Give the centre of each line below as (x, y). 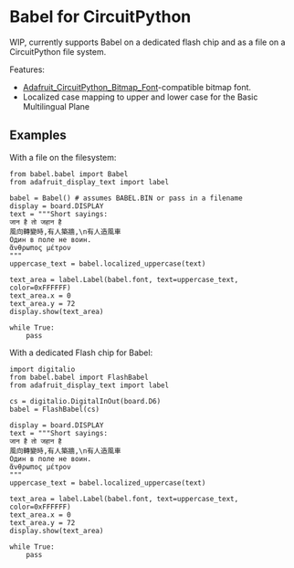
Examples (38, 136)
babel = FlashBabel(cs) (55, 409)
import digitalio (42, 369)
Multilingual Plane (56, 106)
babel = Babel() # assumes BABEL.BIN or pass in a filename (126, 198)
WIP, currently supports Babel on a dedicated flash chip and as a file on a (147, 42)
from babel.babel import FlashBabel (79, 377)
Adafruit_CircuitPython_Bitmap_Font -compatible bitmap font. (137, 87)
